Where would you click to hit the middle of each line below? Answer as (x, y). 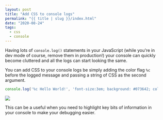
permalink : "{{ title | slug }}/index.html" (51, 18)
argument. (15, 80)
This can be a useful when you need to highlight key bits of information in (78, 107)
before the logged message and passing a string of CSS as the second (76, 75)
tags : (10, 28)
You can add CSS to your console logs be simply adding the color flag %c (78, 70)
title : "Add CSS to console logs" (40, 14)
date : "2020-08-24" (25, 23)
